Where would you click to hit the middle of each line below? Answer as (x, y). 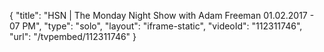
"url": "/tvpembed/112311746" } (73, 36)
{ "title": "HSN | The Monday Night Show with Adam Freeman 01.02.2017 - (162, 15)
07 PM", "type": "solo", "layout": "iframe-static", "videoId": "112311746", (156, 26)
